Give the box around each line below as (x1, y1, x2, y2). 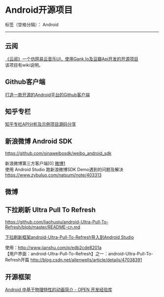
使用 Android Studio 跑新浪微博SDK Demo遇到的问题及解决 (5, 167, 123, 173)
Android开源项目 (5, 4, 73, 16)
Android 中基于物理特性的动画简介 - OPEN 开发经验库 (5, 287, 112, 293)
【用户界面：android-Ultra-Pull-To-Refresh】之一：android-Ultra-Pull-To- (5, 251, 153, 257)
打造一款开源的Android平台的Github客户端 (5, 92, 90, 98)
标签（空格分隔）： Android (5, 22, 59, 27)
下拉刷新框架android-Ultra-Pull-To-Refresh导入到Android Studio (5, 234, 134, 240)
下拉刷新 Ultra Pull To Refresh (5, 205, 96, 214)
